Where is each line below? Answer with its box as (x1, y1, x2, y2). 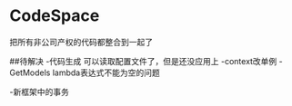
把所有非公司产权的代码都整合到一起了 (9, 36, 153, 47)
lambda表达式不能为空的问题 (52, 67, 161, 78)
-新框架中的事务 (9, 86, 70, 97)
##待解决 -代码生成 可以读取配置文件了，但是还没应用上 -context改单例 (9, 55, 277, 66)
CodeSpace (9, 5, 100, 26)
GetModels (9, 67, 51, 78)
